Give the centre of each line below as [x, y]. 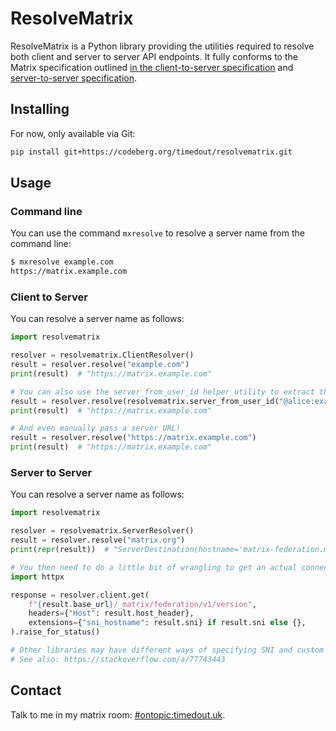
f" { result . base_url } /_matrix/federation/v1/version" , [142, 604]
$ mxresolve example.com [62, 262]
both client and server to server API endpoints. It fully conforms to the [154, 56]
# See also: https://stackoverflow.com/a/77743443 [118, 659]
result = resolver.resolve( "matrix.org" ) [98, 540]
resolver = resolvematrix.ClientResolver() [102, 355]
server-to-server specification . [74, 78]
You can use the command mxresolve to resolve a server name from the [157, 233]
